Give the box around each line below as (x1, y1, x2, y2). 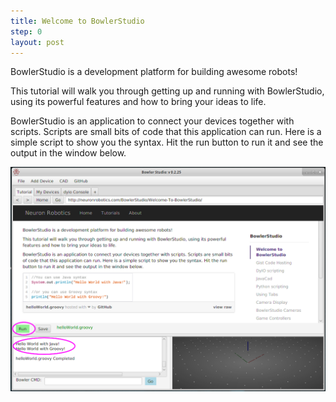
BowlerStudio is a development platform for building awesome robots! (10, 66, 298, 78)
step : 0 (10, 26, 43, 37)
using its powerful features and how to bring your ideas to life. (10, 96, 267, 108)
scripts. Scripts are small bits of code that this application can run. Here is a (10, 126, 322, 138)
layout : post (10, 37, 65, 47)
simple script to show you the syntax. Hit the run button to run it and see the (10, 136, 324, 149)
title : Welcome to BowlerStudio (10, 16, 145, 26)
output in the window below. (10, 147, 127, 159)
